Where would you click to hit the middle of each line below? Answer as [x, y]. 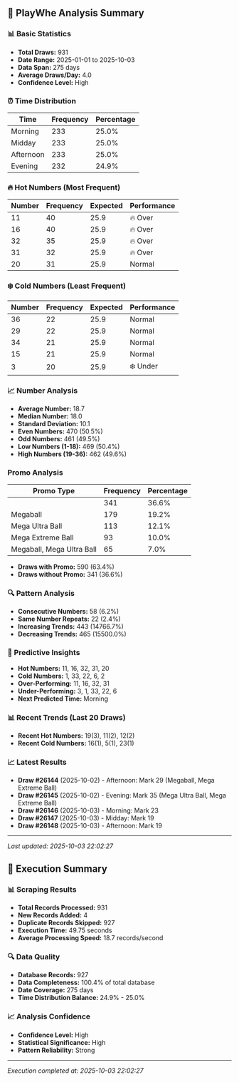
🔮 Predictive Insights [44, 653]
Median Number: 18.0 [50, 416]
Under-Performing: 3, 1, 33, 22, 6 [67, 691]
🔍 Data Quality [34, 957]
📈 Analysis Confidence [49, 1016]
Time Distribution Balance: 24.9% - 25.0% [81, 998]
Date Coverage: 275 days [55, 990]
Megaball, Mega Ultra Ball [54, 550]
